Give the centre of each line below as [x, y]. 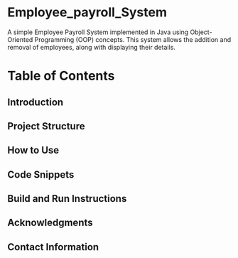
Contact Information [53, 247]
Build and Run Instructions [67, 199]
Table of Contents [61, 76]
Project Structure [46, 126]
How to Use [33, 150]
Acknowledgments [50, 223]
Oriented [20, 39]
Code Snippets [41, 174]
